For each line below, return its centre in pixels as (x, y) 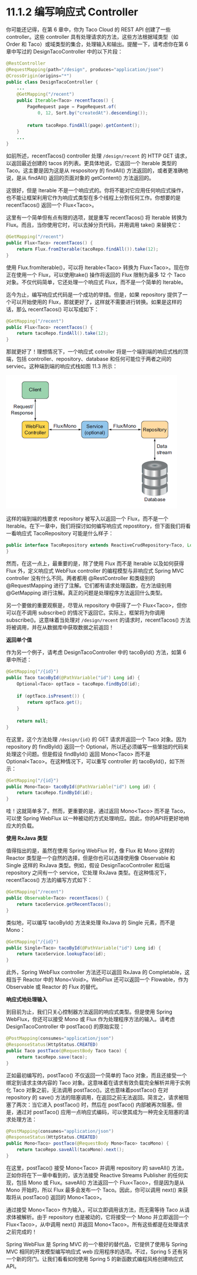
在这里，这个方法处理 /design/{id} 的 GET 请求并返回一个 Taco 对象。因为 (96, 739)
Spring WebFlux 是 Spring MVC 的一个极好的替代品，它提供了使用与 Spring (97, 1244)
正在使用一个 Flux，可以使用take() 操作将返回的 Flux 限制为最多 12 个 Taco (96, 274)
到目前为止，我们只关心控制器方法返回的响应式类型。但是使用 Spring (89, 1012)
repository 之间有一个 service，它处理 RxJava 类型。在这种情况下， (88, 873)
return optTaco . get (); (55, 703)
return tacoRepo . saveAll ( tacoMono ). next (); (71, 1150)
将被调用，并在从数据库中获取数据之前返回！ (60, 627)
